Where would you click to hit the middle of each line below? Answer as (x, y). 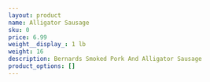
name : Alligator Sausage (49, 23)
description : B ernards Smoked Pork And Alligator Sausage (105, 59)
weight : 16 (26, 52)
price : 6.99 (28, 37)
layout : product (35, 15)
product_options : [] (42, 66)
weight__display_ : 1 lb (47, 45)
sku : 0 (19, 30)
